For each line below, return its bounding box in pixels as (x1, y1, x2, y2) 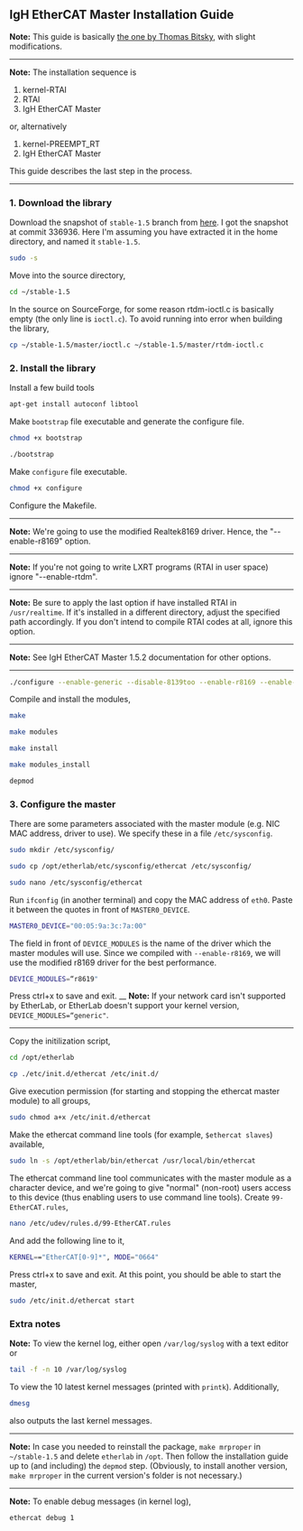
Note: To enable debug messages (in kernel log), (9, 1496, 192, 1507)
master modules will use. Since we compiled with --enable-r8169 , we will (9, 947, 281, 958)
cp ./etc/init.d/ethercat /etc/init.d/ (9, 1070, 160, 1079)
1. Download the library (9, 196, 113, 209)
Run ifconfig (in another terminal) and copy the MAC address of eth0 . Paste (9, 894, 293, 905)
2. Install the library (9, 361, 96, 374)
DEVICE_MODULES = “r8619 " (9, 974, 99, 983)
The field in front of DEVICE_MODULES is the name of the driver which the (9, 938, 272, 949)
